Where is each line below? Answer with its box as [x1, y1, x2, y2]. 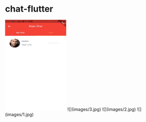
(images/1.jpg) [5, 111, 34, 117]
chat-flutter [5, 3, 54, 15]
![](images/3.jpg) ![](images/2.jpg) [67, 106, 136, 112]
